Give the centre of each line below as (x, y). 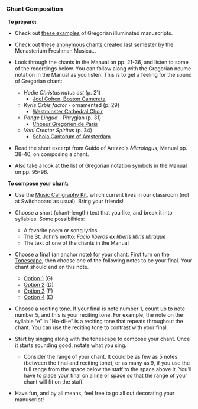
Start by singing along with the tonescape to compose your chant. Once (102, 339)
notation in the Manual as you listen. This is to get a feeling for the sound (103, 75)
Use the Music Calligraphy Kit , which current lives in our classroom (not (102, 195)
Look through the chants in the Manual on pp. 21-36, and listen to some (102, 62)
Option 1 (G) (38, 278)
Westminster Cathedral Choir (68, 112)
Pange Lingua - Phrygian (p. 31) (62, 118)
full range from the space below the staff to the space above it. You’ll (108, 369)
